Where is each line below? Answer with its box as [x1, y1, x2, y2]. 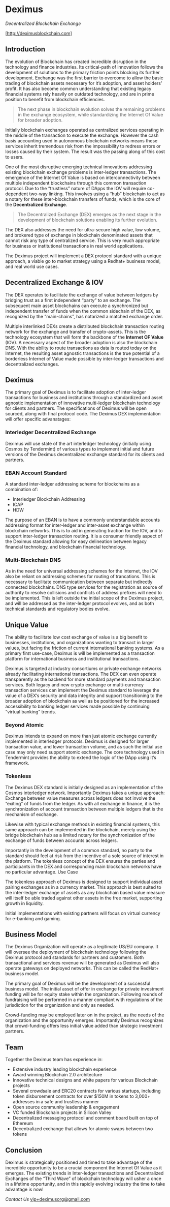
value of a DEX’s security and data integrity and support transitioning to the [5, 692, 163, 699]
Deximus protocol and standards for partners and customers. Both [5, 954, 144, 960]
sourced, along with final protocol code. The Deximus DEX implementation [5, 411, 161, 417]
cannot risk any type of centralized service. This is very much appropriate [5, 237, 160, 244]
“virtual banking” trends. [5, 709, 56, 715]
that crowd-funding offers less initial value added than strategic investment [5, 1023, 162, 1029]
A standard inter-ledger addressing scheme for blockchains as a [5, 480, 140, 487]
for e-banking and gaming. [5, 915, 61, 921]
